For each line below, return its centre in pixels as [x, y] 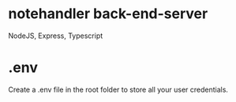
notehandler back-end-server [108, 14]
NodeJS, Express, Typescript [56, 36]
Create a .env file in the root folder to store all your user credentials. [118, 89]
